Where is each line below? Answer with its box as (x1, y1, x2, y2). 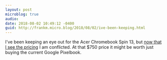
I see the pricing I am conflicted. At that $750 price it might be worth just (5, 44, 154, 50)
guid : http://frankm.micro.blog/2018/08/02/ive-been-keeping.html (5, 26, 146, 30)
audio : (5, 16, 19, 21)
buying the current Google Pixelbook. (5, 50, 82, 56)
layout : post (5, 7, 32, 12)
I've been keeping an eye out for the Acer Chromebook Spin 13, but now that (5, 39, 162, 45)
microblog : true (5, 12, 39, 17)
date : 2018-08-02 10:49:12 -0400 (5, 21, 75, 26)
